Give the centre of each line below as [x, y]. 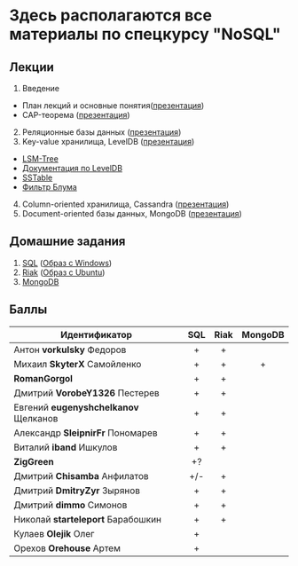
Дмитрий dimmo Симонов [71, 505]
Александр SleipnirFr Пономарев [86, 433]
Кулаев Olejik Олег [54, 533]
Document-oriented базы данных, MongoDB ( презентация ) [132, 213]
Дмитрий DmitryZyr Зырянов [77, 491]
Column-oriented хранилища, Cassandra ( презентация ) [125, 204]
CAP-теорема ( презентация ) [76, 115]
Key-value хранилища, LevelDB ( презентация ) [108, 141]
